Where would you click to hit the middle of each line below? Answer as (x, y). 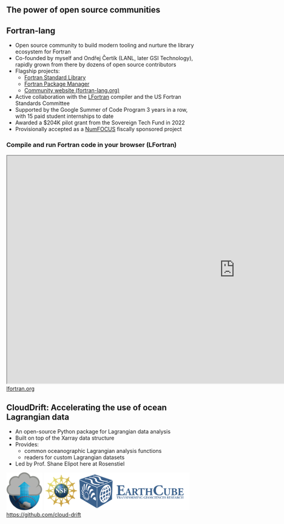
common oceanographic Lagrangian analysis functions (93, 451)
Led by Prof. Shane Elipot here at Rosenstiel (70, 464)
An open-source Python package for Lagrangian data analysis (93, 432)
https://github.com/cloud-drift (44, 515)
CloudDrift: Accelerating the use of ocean (86, 407)
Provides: (27, 444)
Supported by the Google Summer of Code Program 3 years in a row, (101, 110)
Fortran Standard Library (55, 78)
